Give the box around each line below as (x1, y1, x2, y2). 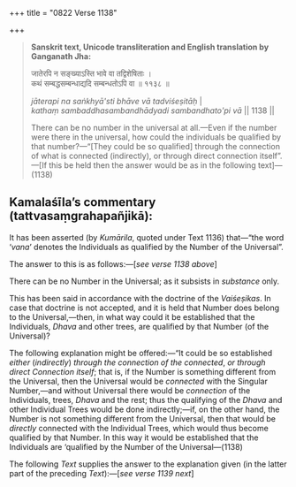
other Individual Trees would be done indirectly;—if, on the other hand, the (9, 404, 280, 415)
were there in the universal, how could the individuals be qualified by (30, 132, 281, 142)
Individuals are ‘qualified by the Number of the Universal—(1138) (9, 441, 243, 452)
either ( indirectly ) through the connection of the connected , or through (9, 357, 266, 368)
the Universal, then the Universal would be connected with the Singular (9, 376, 268, 386)
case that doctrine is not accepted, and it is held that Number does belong (9, 302, 280, 313)
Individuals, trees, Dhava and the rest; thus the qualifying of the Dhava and (9, 394, 283, 405)
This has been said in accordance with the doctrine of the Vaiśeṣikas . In (9, 293, 271, 303)
